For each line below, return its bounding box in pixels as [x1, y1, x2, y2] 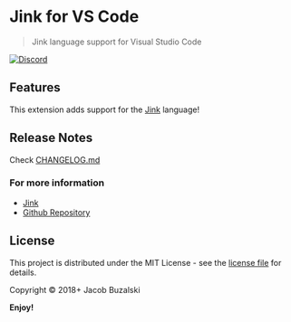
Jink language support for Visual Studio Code [31, 36, 202, 47]
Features [9, 80, 61, 96]
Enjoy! [9, 301, 34, 313]
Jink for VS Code [9, 6, 140, 27]
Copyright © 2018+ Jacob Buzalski [9, 284, 141, 295]
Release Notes [9, 130, 93, 146]
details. [9, 267, 37, 278]
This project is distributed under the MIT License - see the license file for [9, 257, 282, 268]
